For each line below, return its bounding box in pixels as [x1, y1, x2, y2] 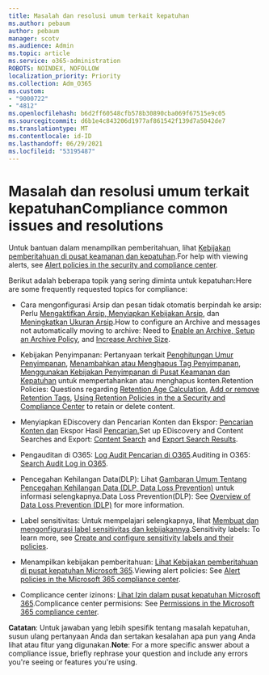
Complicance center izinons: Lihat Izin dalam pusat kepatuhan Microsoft [19, 590, 261, 600]
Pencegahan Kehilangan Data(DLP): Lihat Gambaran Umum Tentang [19, 475, 247, 484]
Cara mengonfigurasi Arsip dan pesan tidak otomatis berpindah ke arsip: [19, 300, 263, 310]
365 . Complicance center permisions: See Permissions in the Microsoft [19, 599, 254, 609]
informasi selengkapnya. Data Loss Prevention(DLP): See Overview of [19, 491, 251, 501]
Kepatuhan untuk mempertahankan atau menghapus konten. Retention [19, 376, 254, 386]
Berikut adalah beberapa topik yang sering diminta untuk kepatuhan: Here [8, 276, 253, 285]
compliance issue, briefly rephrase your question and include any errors [8, 648, 249, 659]
